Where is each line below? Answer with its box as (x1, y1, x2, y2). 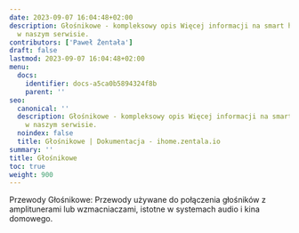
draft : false (9, 46, 58, 55)
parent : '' (25, 87, 66, 96)
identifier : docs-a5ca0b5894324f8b (25, 79, 158, 88)
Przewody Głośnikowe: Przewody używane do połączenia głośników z (9, 195, 267, 205)
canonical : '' (17, 104, 69, 113)
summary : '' (9, 145, 53, 154)
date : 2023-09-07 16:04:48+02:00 (9, 12, 133, 22)
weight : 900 (9, 170, 53, 179)
